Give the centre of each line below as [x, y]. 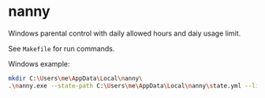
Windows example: [39, 64]
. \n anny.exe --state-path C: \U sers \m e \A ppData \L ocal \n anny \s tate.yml [125, 85]
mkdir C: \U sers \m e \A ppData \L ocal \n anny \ [76, 78]
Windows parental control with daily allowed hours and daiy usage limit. [125, 33]
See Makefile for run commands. [62, 48]
